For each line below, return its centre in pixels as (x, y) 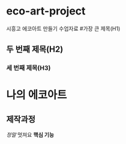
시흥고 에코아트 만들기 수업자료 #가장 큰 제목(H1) (63, 28)
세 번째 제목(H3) (28, 68)
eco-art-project (46, 11)
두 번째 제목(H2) (35, 49)
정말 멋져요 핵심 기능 (30, 135)
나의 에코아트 (37, 95)
